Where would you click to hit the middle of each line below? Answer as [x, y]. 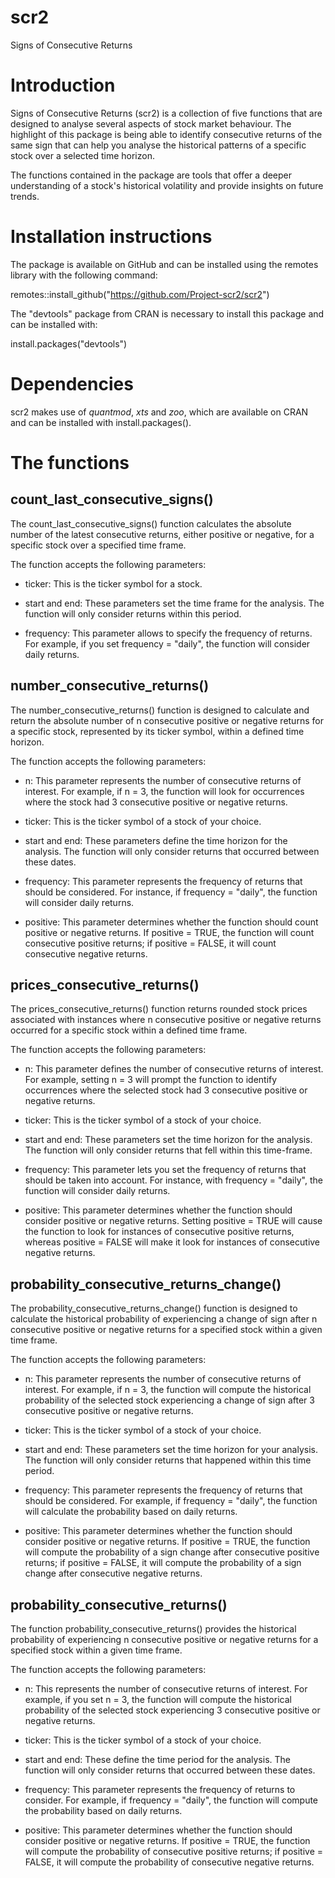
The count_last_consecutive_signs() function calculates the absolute [151, 523]
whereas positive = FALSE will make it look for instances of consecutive [172, 1242]
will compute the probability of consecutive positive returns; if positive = [173, 1851]
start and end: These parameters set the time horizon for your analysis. [171, 1450]
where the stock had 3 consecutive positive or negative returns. [156, 802]
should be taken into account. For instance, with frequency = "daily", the [173, 1180]
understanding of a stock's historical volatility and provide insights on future [167, 185]
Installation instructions [111, 237]
